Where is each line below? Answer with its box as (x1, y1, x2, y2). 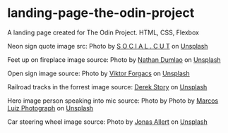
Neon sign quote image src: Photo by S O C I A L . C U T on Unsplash (7, 42, 208, 50)
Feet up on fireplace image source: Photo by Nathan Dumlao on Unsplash (7, 55, 221, 64)
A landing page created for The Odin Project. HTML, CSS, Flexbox (7, 28, 200, 37)
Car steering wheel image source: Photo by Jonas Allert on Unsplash (7, 118, 208, 126)
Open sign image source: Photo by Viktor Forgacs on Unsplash (7, 69, 191, 77)
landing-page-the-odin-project (7, 5, 195, 21)
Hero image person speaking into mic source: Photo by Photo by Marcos (7, 96, 219, 105)
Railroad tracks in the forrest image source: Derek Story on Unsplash (7, 82, 208, 91)
